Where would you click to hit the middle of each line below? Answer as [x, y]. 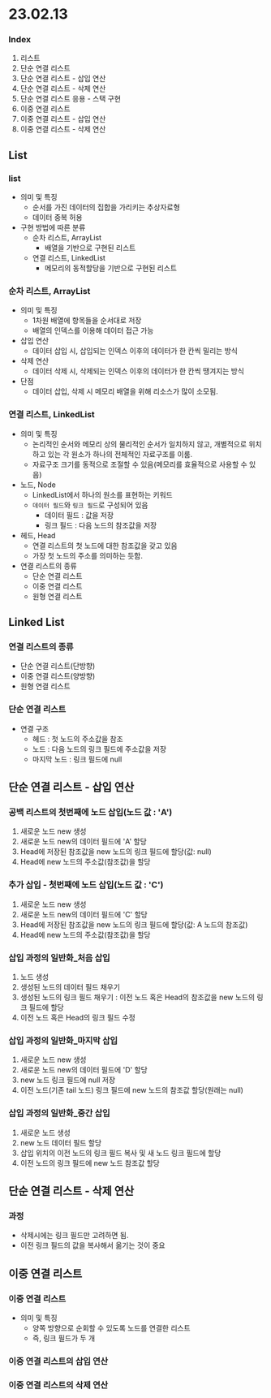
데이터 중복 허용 [57, 218]
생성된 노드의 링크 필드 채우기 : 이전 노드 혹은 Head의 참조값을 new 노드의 [138, 997]
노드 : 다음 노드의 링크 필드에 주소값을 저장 [99, 749]
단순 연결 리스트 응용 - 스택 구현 [71, 99]
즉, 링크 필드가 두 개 [64, 1338]
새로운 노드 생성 [45, 1133]
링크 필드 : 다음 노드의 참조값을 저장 [101, 525]
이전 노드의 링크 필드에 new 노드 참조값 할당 [90, 1163]
